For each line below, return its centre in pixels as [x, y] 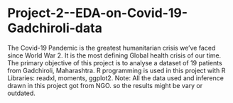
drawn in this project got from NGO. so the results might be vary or [105, 85]
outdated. [21, 93]
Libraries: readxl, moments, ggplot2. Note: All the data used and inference [115, 78]
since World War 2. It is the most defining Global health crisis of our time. [114, 55]
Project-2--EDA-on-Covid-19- [98, 13]
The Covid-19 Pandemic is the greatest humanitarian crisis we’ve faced [112, 48]
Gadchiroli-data [55, 28]
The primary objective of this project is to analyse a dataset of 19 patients [115, 63]
